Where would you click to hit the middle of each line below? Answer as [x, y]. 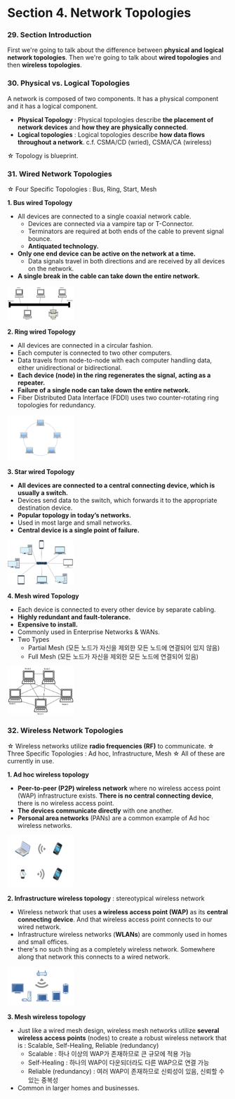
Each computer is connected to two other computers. [95, 353]
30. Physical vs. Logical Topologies [69, 84]
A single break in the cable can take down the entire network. [109, 276]
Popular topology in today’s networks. [74, 515]
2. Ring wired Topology [41, 331]
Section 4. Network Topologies [99, 13]
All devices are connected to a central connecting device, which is [116, 485]
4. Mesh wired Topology [43, 596]
